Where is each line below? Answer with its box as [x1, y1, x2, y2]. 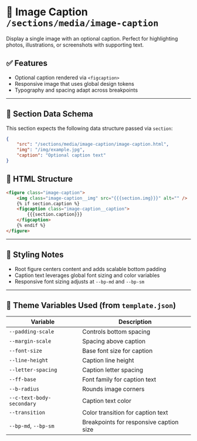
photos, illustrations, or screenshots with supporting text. [6, 41, 144, 48]
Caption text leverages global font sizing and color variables [14, 272, 160, 279]
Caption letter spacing [81, 366, 144, 374]
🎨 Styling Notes [6, 250, 64, 260]
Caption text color [81, 397, 132, 405]
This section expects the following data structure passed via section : [6, 125, 173, 132]
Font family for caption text [81, 376, 157, 384]
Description [118, 318, 152, 326]
